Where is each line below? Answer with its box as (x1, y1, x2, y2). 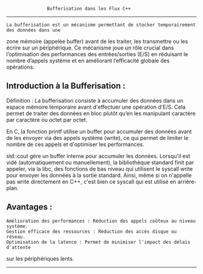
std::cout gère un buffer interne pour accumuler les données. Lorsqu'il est (6, 152, 190, 159)
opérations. (6, 63, 35, 71)
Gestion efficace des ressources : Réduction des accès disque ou (6, 228, 177, 235)
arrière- (177, 178, 197, 185)
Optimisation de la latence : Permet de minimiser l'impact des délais (6, 239, 190, 245)
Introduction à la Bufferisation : (6, 81, 126, 91)
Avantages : (6, 202, 53, 212)
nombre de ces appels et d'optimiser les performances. (6, 141, 145, 148)
